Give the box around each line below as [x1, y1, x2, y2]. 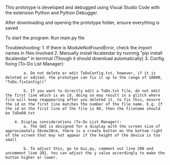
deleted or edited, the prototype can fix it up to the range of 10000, [5, 75, 163, 80]
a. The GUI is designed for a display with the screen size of [23, 124, 160, 129]
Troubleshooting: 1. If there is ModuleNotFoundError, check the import [5, 45, 152, 50]
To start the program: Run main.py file [5, 35, 85, 41]
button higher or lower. [5, 155, 58, 160]
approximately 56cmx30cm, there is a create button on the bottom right [5, 128, 163, 134]
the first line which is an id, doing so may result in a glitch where [5, 93, 160, 98]
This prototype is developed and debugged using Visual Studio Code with [5, 5, 160, 10]
